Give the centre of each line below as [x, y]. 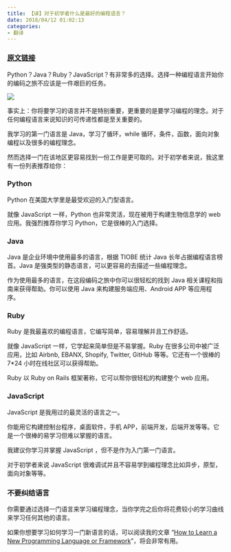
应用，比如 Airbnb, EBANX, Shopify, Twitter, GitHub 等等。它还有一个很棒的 [114, 354]
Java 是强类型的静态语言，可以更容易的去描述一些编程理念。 [105, 266]
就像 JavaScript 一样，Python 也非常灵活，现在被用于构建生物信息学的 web [114, 214]
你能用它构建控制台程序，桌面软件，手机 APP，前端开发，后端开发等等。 [110, 427]
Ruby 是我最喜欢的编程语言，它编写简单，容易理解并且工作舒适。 [100, 332]
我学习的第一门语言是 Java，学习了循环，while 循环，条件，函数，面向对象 [113, 134]
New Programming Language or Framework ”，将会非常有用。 [95, 541]
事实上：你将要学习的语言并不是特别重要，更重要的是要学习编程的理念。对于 [115, 110]
